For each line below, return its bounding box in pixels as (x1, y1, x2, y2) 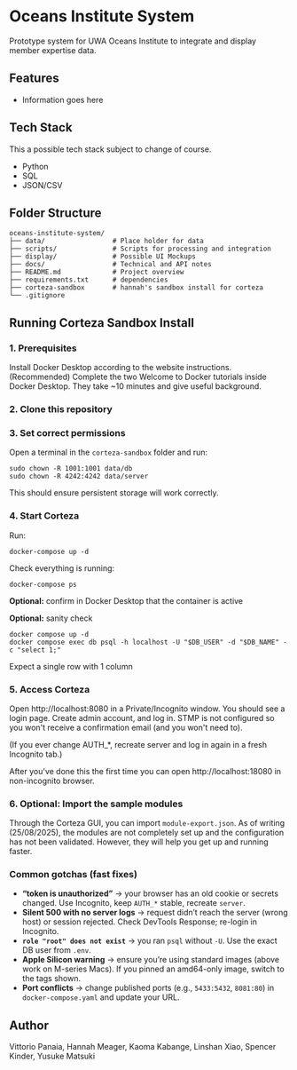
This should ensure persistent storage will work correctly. (9, 487, 219, 498)
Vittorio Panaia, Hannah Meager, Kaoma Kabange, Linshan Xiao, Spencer (9, 1042, 277, 1052)
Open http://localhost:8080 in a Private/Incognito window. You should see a (9, 703, 285, 714)
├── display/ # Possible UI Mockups (9, 252, 197, 261)
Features (9, 71, 59, 86)
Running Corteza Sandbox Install (9, 315, 195, 330)
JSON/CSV (21, 179, 63, 190)
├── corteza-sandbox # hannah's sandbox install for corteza (9, 283, 264, 292)
